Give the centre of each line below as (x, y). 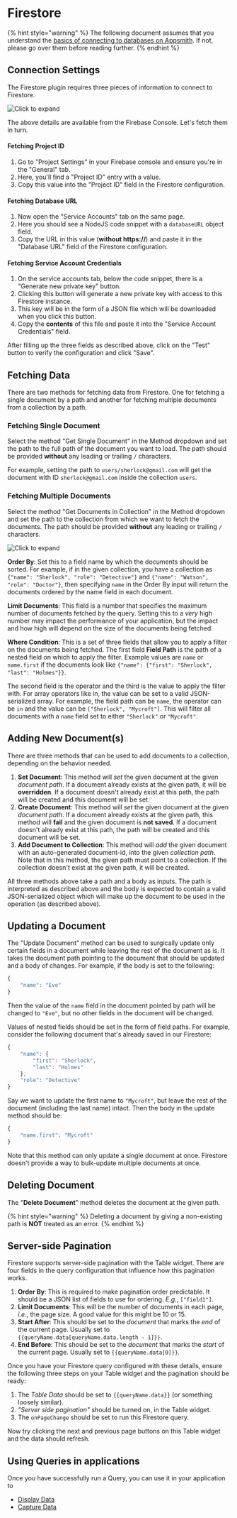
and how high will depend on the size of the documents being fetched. (110, 628)
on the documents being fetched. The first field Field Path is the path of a (114, 649)
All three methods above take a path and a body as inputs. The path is (109, 881)
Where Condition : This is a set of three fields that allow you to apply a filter (117, 642)
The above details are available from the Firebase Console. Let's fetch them (117, 122)
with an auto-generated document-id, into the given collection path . (116, 852)
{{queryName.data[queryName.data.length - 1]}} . (90, 1337)
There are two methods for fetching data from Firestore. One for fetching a (116, 393)
